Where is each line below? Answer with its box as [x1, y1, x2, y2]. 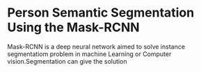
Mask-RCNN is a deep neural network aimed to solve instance [7, 42, 186, 51]
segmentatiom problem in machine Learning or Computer [7, 50, 172, 58]
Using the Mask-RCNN [7, 19, 140, 35]
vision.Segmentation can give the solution [7, 57, 127, 65]
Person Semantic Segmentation [7, 5, 195, 21]
